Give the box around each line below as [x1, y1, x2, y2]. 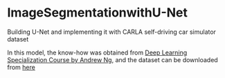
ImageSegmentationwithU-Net [7, 5, 188, 21]
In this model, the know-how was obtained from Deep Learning [7, 48, 188, 57]
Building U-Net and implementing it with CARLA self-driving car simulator [7, 28, 217, 36]
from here [7, 63, 36, 71]
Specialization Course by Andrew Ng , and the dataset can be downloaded [7, 55, 218, 64]
